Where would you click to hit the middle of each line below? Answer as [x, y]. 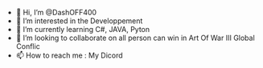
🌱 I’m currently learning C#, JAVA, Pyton [83, 29]
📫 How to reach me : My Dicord [69, 55]
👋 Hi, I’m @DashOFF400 [56, 12]
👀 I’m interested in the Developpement [79, 21]
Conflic [28, 46]
